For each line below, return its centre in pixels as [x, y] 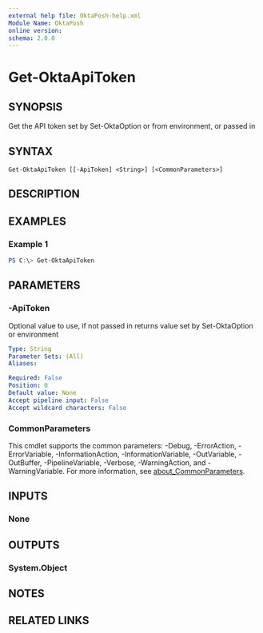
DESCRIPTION [44, 194]
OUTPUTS [34, 545]
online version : [35, 30]
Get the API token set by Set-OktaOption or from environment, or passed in [132, 126]
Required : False [35, 378]
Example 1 [28, 244]
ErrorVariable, [31, 454]
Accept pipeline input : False [59, 400]
